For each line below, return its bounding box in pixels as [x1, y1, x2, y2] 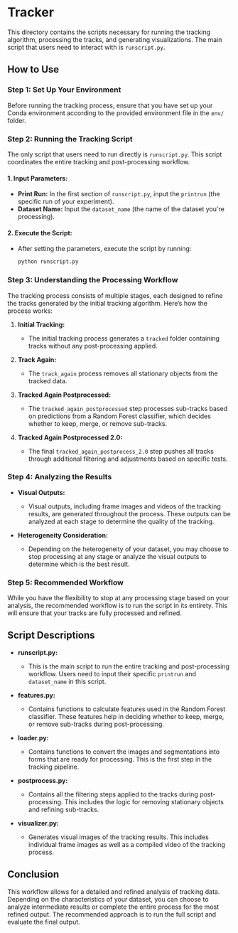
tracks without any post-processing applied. [28, 341, 158, 350]
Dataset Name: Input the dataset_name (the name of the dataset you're [17, 205, 225, 213]
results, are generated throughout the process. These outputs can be [28, 509, 231, 518]
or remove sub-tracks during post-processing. [28, 720, 165, 728]
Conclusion [7, 868, 60, 880]
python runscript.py [17, 258, 79, 265]
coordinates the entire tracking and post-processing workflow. [7, 157, 190, 166]
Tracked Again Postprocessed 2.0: [17, 433, 123, 442]
